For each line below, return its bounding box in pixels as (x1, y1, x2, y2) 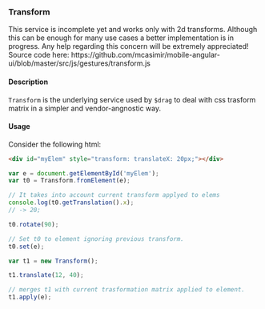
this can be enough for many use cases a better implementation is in (8, 33, 235, 42)
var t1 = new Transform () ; (8, 257, 98, 265)
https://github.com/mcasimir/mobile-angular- (70, 50, 220, 60)
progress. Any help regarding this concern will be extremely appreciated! (8, 42, 250, 51)
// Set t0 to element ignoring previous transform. (8, 235, 184, 243)
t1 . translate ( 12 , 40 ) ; (8, 271, 84, 279)
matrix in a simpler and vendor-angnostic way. (8, 103, 162, 113)
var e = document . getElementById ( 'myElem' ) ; (8, 169, 159, 178)
